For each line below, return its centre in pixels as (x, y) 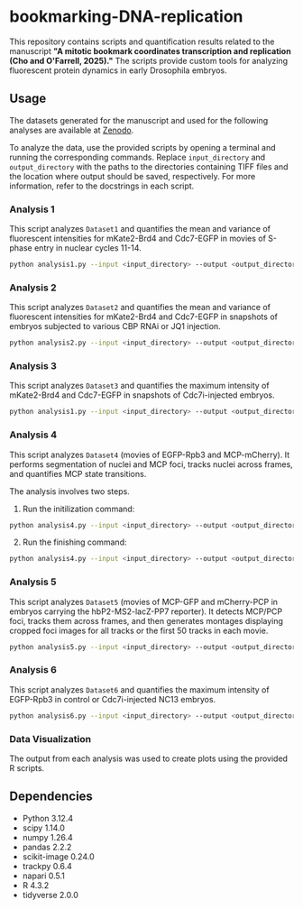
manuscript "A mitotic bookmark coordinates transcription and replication (150, 50)
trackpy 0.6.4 (47, 866)
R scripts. (27, 767)
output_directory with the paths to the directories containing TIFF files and (149, 166)
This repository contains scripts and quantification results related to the (142, 41)
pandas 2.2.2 (47, 847)
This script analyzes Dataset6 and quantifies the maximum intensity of (139, 689)
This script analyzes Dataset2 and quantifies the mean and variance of (140, 308)
